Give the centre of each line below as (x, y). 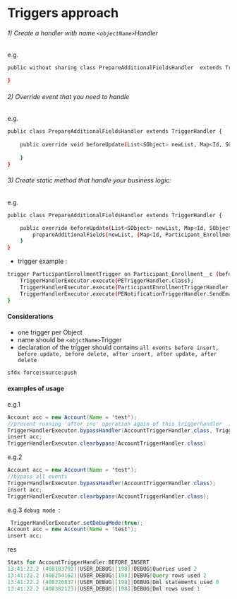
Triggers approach (63, 13)
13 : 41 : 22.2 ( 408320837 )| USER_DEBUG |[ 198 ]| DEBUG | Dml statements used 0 (113, 582)
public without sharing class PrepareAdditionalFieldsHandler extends (115, 68)
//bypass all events (38, 477)
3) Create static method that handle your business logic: (89, 180)
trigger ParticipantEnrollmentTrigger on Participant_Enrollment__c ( (113, 274)
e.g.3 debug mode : (34, 510)
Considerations (31, 317)
